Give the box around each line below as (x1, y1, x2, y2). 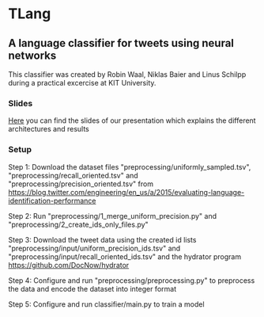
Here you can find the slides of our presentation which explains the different (8, 116, 256, 125)
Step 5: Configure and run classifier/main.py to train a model (8, 299, 205, 309)
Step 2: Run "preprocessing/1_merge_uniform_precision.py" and (8, 211, 217, 220)
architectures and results (8, 124, 89, 134)
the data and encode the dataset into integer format (8, 284, 176, 293)
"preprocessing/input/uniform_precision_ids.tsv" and (8, 243, 181, 253)
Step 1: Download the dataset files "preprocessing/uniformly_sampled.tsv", (8, 162, 251, 171)
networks (8, 48, 57, 62)
